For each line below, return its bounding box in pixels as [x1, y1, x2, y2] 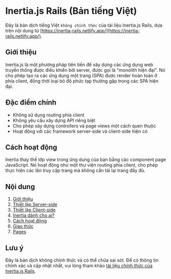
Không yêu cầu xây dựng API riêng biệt [12, 117, 96, 123]
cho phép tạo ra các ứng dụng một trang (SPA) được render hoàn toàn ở [5, 72, 158, 78]
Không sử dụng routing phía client [12, 112, 84, 118]
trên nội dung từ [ [5, 27, 42, 33]
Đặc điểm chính [5, 98, 57, 107]
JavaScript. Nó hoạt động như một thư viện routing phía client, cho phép [5, 162, 158, 168]
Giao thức [12, 223, 34, 229]
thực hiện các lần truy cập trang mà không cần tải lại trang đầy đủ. [5, 167, 146, 174]
